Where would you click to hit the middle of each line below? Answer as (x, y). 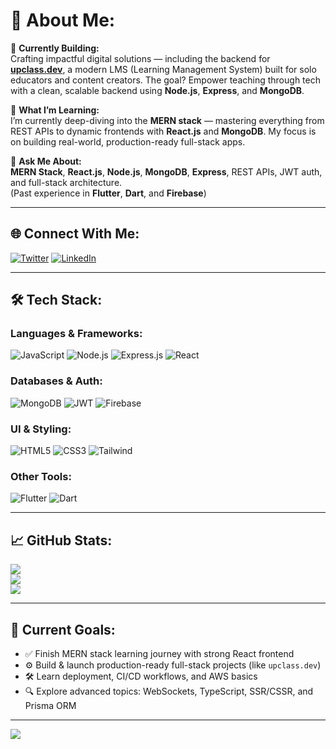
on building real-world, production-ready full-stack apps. (128, 141)
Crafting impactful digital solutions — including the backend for (140, 58)
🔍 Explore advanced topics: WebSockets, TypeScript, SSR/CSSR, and (169, 691)
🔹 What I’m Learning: (55, 110)
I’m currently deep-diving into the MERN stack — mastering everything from (167, 120)
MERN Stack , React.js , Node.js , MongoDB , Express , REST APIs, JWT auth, (166, 171)
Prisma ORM (50, 705)
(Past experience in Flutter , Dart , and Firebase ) (108, 193)
